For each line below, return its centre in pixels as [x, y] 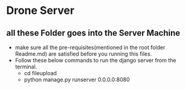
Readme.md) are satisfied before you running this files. [83, 54]
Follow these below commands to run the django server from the [95, 60]
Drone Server [40, 11]
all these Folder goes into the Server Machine [93, 33]
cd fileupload [40, 73]
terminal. [26, 67]
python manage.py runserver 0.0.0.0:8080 [77, 80]
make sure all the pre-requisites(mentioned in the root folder [90, 47]
